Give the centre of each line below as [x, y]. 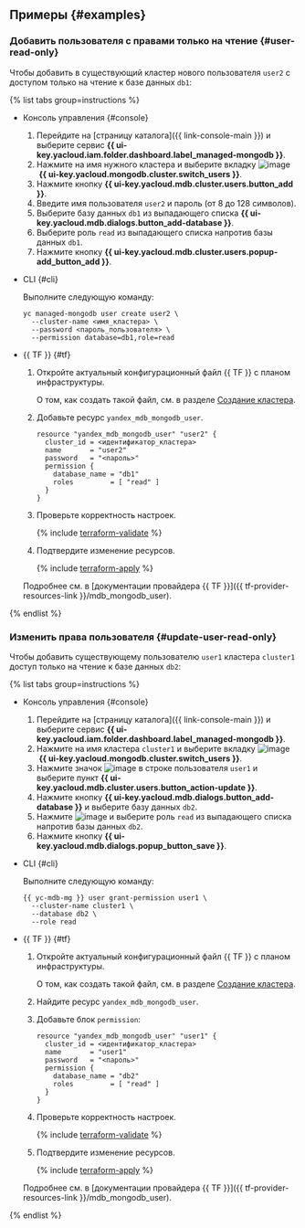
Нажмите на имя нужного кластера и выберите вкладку [146, 164]
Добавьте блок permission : [89, 1019]
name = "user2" [86, 450]
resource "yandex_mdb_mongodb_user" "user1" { [126, 1036]
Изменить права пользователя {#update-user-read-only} [143, 637]
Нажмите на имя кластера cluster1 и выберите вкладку [146, 748]
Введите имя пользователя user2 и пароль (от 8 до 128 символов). [166, 203]
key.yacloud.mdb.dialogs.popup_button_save [126, 845]
